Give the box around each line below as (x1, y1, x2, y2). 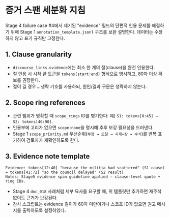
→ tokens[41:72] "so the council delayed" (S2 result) (5, 170, 124, 175)
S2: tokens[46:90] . (12, 118, 53, 124)
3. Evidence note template (5, 152, 90, 161)
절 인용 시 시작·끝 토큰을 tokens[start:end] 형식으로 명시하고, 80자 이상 (12, 71, 157, 77)
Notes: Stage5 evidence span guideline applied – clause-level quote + (5, 174, 160, 179)
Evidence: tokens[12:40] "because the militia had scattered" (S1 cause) (5, 166, 165, 171)
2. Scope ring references (5, 99, 86, 107)
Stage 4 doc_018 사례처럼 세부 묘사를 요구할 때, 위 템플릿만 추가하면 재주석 (12, 189, 162, 195)
